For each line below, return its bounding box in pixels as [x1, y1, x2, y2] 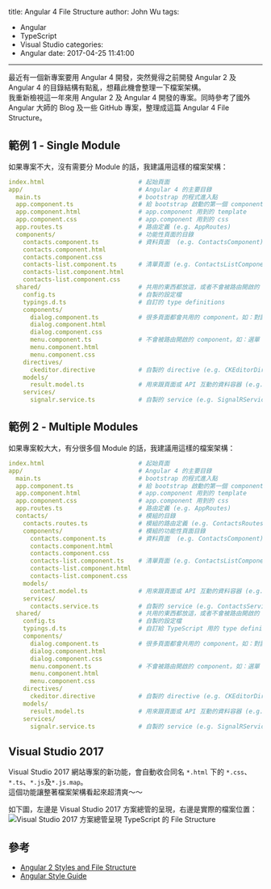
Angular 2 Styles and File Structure [19, 862, 137, 872]
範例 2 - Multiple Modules [8, 420, 139, 434]
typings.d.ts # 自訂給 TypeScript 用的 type [23, 625, 238, 633]
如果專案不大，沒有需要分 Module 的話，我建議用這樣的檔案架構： [8, 162, 228, 171]
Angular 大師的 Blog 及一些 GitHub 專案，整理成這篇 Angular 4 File [8, 103, 230, 112]
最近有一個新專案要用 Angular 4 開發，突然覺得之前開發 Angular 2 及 [8, 73, 236, 82]
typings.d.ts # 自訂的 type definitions [23, 298, 226, 306]
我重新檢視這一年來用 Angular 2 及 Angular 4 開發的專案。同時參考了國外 [8, 93, 251, 102]
